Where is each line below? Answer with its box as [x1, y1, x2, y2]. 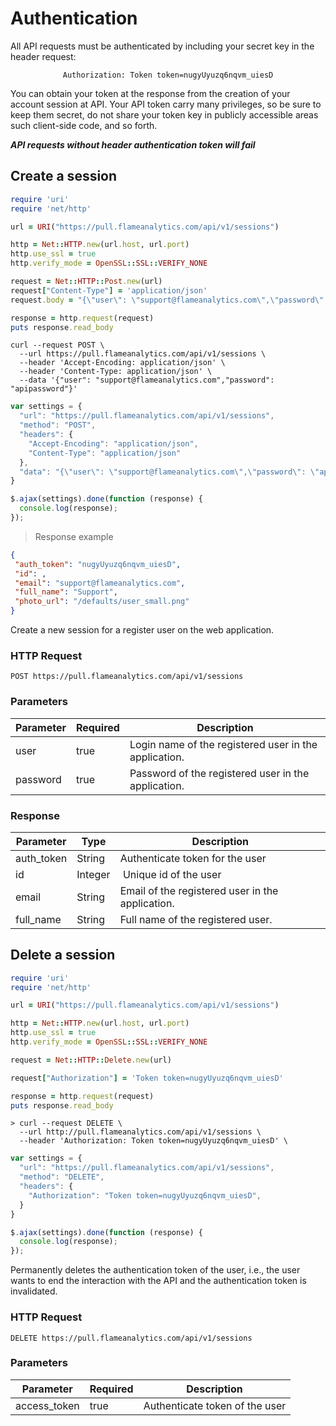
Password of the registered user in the [129, 766, 310, 780]
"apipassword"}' [10, 384, 78, 394]
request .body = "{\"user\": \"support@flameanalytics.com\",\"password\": [10, 295, 329, 305]
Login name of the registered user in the [129, 737, 318, 751]
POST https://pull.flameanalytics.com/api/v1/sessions [10, 672, 244, 682]
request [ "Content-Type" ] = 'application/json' [10, 285, 208, 296]
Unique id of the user [122, 867, 222, 881]
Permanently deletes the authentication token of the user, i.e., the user [10, 1264, 301, 1276]
